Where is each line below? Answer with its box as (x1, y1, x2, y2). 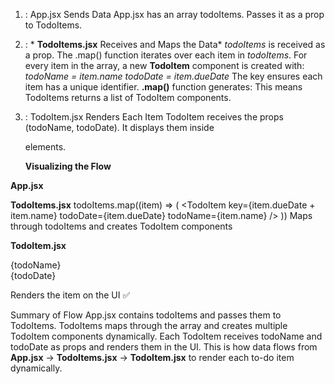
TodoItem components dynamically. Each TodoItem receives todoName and (10, 330, 323, 342)
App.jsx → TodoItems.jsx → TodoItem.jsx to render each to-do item (10, 352, 295, 363)
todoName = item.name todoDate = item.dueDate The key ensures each (24, 70, 323, 82)
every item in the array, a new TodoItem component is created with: (24, 60, 305, 71)
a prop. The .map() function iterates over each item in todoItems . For (24, 49, 308, 61)
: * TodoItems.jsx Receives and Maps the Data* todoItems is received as (24, 39, 326, 50)
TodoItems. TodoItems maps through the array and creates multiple (10, 320, 288, 331)
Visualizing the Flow (24, 160, 112, 172)
